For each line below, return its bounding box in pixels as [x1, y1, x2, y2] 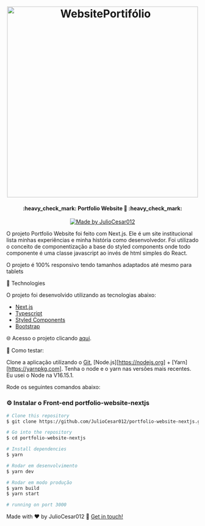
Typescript [15, 310, 43, 317]
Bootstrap [15, 323, 40, 330]
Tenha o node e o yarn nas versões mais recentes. [64, 365, 192, 373]
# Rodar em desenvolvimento [6, 462, 78, 469]
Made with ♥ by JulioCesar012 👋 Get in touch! [6, 513, 123, 521]
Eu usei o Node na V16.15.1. [6, 371, 74, 379]
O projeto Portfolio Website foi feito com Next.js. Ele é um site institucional [6, 230, 193, 238]
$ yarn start [6, 491, 40, 497]
